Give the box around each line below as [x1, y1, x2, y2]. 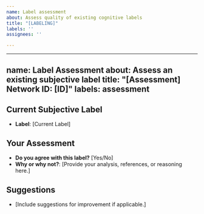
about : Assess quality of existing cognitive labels [6, 15, 143, 21]
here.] [15, 167, 30, 175]
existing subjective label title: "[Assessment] [6, 74, 181, 85]
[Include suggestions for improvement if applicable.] [15, 201, 146, 208]
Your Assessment [6, 138, 75, 149]
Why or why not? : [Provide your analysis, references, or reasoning [15, 161, 182, 168]
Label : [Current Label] [15, 121, 71, 128]
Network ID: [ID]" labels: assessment [6, 84, 150, 94]
